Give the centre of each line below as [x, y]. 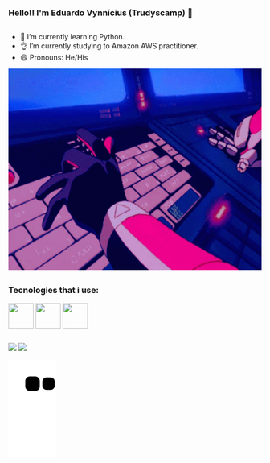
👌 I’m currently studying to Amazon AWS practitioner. [109, 46]
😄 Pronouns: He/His [54, 58]
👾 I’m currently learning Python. [72, 37]
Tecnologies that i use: [53, 290]
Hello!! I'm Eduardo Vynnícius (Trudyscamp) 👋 [100, 13]
